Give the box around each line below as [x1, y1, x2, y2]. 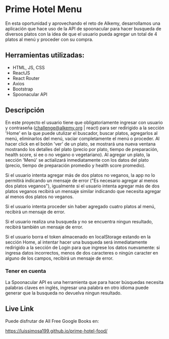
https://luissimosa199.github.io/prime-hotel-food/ [5, 327, 107, 334]
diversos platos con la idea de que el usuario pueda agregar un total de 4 [5, 31, 157, 37]
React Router [12, 75, 40, 81]
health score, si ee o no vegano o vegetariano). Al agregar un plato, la [5, 152, 150, 158]
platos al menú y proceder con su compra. [5, 36, 93, 42]
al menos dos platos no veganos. [5, 193, 74, 200]
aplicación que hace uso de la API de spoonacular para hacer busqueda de [5, 25, 161, 31]
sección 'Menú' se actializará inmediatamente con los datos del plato [5, 157, 149, 163]
